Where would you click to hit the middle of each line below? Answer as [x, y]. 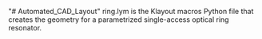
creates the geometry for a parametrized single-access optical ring [119, 19]
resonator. [25, 28]
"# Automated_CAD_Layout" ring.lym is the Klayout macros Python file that [131, 11]
